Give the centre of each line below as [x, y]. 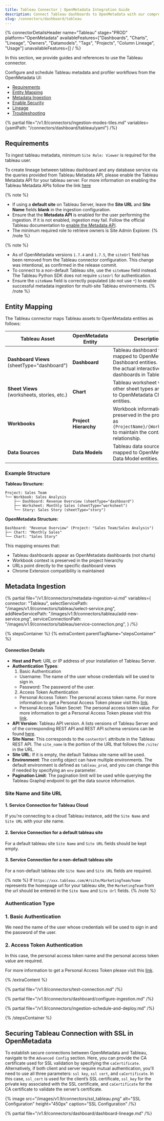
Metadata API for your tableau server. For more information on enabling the [81, 180]
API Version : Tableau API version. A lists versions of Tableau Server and [85, 723]
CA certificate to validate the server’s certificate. [54, 1089]
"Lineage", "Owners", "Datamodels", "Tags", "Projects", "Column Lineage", [80, 43]
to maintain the [130, 432]
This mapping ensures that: [32, 546]
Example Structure [28, 473]
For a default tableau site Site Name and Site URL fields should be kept [76, 843]
